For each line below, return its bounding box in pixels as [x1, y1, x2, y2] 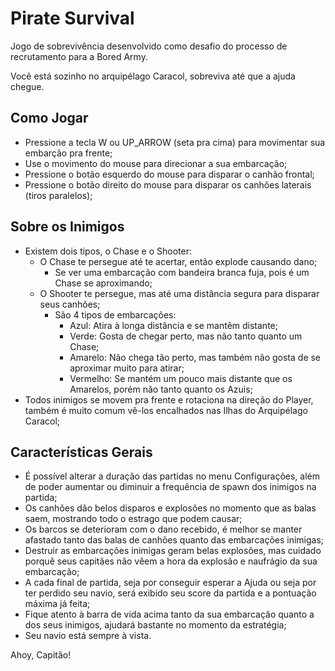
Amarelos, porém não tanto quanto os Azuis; [69, 383, 253, 395]
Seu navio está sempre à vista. [24, 630, 152, 642]
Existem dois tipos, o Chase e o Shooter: [24, 245, 193, 257]
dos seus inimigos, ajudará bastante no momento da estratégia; [24, 619, 287, 631]
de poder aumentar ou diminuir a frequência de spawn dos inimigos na [24, 481, 317, 493]
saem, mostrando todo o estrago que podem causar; [24, 513, 243, 525]
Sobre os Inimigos [10, 218, 125, 236]
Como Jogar [10, 110, 89, 127]
